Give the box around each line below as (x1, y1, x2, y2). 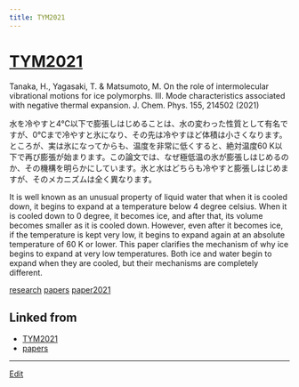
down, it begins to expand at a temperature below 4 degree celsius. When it (9, 201, 287, 212)
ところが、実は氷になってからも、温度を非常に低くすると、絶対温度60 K (9, 140, 275, 151)
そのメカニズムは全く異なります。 (32, 173, 158, 184)
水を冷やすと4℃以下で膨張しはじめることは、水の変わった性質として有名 (9, 117, 281, 129)
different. (9, 267, 43, 278)
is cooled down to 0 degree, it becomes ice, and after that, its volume (9, 210, 263, 221)
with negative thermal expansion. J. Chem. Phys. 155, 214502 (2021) (9, 100, 260, 110)
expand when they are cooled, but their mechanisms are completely (9, 257, 259, 268)
